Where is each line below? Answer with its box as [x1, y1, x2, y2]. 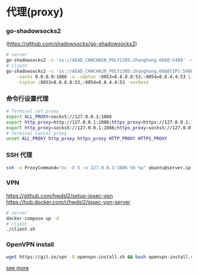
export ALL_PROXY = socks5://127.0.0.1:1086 [6, 114, 112, 120]
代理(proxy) [6, 5, 64, 19]
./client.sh [6, 226, 35, 233]
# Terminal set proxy [6, 108, 60, 114]
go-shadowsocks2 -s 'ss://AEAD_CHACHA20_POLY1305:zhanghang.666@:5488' [6, 57, 186, 63]
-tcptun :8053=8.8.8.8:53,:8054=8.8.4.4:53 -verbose [16, 79, 149, 85]
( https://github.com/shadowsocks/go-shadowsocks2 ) [6, 40, 137, 47]
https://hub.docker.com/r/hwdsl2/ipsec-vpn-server [6, 198, 131, 205]
